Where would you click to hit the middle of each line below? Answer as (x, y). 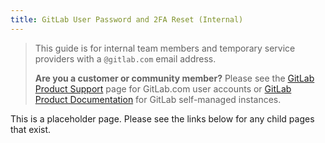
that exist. (31, 129)
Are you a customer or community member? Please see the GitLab (174, 78)
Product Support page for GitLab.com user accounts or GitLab (163, 88)
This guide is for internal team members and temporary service (165, 48)
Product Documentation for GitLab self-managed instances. (158, 99)
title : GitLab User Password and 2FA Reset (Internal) (127, 19)
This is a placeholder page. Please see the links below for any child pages (162, 118)
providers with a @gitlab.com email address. (125, 58)
